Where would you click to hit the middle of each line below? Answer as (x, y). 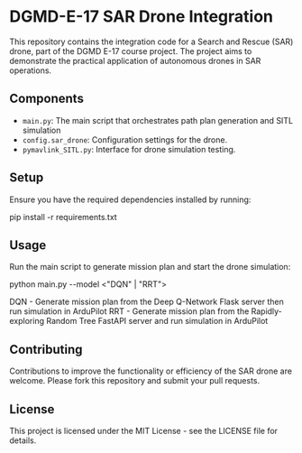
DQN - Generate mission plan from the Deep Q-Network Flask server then (146, 302)
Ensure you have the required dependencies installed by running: (130, 199)
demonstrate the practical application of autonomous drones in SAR (135, 60)
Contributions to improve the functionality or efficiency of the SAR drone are (151, 371)
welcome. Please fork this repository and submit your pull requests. (135, 381)
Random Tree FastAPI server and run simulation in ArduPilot (157, 321)
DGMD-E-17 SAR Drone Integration (141, 17)
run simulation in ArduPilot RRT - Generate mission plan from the (129, 311)
